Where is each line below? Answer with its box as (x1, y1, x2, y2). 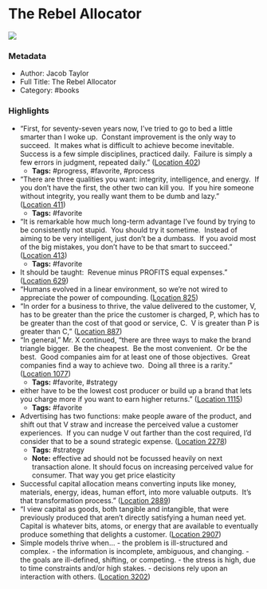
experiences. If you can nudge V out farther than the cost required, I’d (19, 427, 252, 438)
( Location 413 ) (19, 250, 68, 259)
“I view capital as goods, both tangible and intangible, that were (19, 504, 230, 513)
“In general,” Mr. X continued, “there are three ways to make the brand (19, 335, 252, 345)
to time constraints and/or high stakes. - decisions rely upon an (19, 563, 229, 573)
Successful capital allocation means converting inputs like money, (19, 478, 237, 488)
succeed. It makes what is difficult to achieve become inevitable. (19, 140, 234, 150)
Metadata (8, 50, 46, 61)
